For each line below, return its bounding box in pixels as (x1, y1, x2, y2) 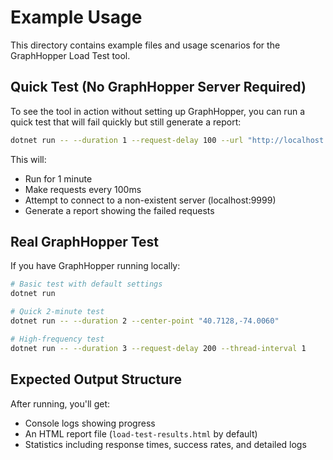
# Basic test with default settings (10, 279, 163, 290)
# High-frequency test (10, 334, 105, 344)
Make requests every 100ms (24, 183, 142, 195)
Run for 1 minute (24, 172, 93, 185)
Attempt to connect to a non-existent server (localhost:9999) (24, 194, 277, 206)
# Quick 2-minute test (10, 307, 105, 317)
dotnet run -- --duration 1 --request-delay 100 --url (10, 135, 244, 145)
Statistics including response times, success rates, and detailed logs (24, 438, 307, 450)
